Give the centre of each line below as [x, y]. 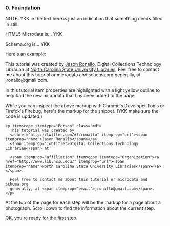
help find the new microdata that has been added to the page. [70, 96]
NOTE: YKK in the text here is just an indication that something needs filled [84, 19]
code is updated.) [24, 116]
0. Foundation [23, 8]
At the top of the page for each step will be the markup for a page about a [83, 203]
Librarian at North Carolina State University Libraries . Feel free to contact [82, 69]
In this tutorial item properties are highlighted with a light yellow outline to [83, 90]
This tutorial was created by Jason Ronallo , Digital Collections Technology [83, 64]
